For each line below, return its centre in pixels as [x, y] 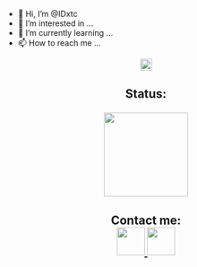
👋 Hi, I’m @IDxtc [47, 14]
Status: [146, 94]
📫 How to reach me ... [59, 43]
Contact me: [146, 220]
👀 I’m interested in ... [56, 23]
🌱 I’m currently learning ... [65, 33]
